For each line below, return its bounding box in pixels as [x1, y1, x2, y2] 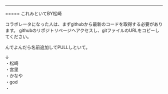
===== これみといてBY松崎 [5, 10, 62, 16]
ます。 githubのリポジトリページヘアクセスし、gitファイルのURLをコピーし [5, 27, 160, 33]
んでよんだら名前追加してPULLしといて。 [5, 44, 90, 50]
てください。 [5, 33, 31, 39]
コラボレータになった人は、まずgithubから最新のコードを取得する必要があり [5, 21, 163, 27]
